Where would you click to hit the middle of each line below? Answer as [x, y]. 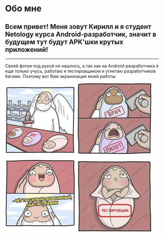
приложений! [27, 49]
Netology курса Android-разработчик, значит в [81, 34]
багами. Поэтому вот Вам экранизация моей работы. [61, 76]
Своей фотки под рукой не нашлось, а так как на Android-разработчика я [82, 66]
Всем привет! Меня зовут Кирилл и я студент [78, 27]
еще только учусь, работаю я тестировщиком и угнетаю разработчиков [81, 71]
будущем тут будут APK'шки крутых [64, 42]
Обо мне [23, 9]
